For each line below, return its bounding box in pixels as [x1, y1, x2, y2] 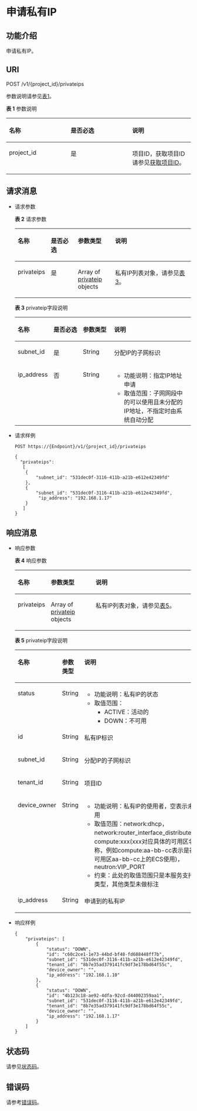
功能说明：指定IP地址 [124, 372, 183, 380]
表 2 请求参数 [14, 215, 47, 223]
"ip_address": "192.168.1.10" [46, 972, 120, 978]
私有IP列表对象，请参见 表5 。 [96, 602, 176, 610]
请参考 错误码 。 [6, 1099, 42, 1106]
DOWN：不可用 [104, 717, 147, 725]
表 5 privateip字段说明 [14, 637, 68, 644]
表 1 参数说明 [6, 105, 37, 112]
